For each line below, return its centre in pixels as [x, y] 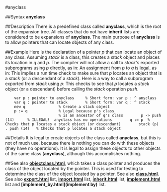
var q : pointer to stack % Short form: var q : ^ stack [82, 102]
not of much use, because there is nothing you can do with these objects [80, 143]
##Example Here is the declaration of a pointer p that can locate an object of [83, 52]
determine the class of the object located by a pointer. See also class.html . [82, 174]
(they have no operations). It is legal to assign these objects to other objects [83, 148]
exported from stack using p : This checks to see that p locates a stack [77, 84]
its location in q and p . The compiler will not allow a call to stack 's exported [82, 62]
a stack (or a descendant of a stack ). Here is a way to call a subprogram [79, 78]
